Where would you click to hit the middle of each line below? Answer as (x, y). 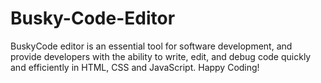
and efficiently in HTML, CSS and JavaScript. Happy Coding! (135, 67)
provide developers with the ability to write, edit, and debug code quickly (161, 56)
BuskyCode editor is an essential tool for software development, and (151, 46)
